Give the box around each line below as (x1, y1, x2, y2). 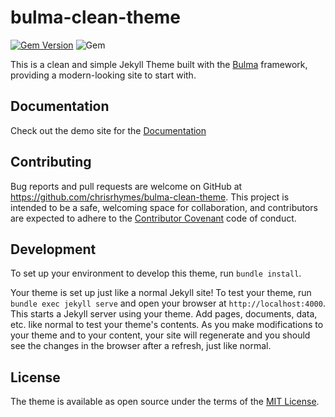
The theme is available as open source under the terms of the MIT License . (10, 396, 320, 408)
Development (10, 241, 97, 258)
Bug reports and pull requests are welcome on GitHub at (10, 180, 243, 192)
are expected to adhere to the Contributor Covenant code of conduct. (10, 212, 297, 224)
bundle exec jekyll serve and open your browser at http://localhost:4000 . (10, 297, 326, 310)
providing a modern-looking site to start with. (10, 69, 197, 81)
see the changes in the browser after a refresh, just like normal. (10, 340, 272, 352)
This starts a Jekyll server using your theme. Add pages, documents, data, (10, 308, 318, 320)
